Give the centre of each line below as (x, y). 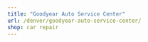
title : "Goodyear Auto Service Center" (67, 14)
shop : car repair (33, 27)
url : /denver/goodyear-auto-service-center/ (74, 21)
